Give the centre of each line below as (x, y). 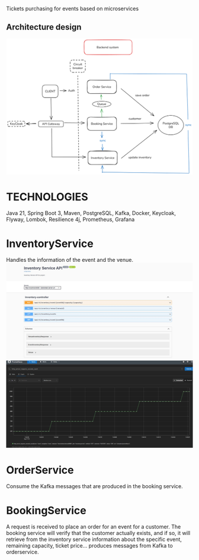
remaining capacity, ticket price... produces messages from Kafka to (89, 546)
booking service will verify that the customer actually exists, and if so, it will (98, 533)
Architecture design (44, 27)
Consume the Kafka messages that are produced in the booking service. (94, 486)
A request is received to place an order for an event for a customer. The (94, 527)
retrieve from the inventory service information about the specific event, (94, 539)
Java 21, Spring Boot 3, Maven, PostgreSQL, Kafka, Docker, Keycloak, (91, 213)
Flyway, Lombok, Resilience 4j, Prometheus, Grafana (70, 220)
